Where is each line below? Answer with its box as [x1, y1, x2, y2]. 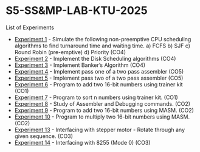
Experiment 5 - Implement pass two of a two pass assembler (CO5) [14, 74, 184, 81]
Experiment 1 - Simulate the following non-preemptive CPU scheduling [14, 35, 191, 43]
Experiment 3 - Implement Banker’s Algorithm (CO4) [14, 61, 146, 69]
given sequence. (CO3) [14, 132, 74, 140]
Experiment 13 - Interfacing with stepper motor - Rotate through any [14, 126, 185, 133]
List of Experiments [5, 24, 54, 31]
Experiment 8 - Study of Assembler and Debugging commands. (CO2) [14, 100, 191, 107]
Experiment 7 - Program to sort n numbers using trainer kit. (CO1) [14, 94, 179, 101]
